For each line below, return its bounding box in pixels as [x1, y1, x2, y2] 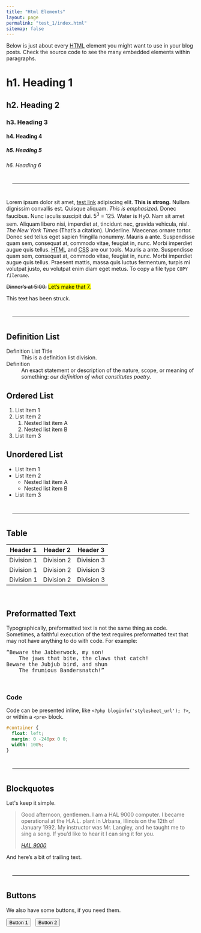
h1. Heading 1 [6, 76, 73, 90]
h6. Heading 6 [6, 162, 41, 169]
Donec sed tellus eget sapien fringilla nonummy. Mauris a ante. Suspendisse [6, 233, 195, 240]
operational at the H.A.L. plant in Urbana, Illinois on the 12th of [20, 817, 175, 825]
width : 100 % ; [11, 742, 44, 748]
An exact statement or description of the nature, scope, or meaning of [21, 367, 194, 374]
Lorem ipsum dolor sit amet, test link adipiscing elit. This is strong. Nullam [6, 199, 190, 206]
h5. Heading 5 [6, 146, 42, 153]
